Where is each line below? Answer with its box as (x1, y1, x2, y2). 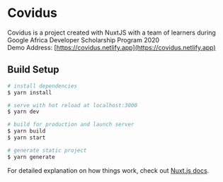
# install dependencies (7, 83, 78, 90)
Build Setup (7, 63, 59, 75)
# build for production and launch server (7, 121, 135, 128)
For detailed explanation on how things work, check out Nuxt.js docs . (7, 166, 210, 174)
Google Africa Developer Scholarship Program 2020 (7, 35, 160, 44)
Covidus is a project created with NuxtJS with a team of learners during (7, 28, 216, 37)
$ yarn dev (7, 108, 40, 116)
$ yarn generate (7, 153, 55, 160)
